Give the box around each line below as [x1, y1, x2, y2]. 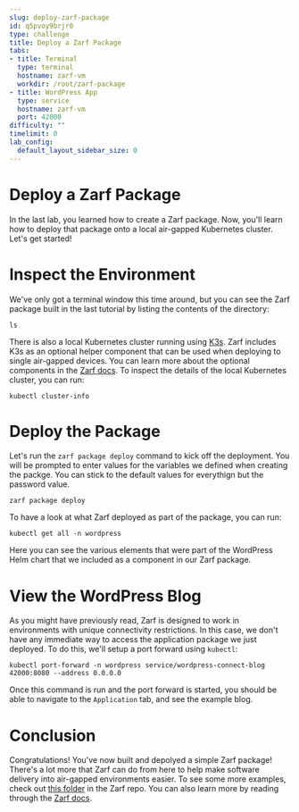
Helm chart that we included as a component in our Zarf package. [9, 555, 252, 565]
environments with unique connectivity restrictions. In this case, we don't [9, 624, 278, 635]
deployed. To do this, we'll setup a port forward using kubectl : [9, 644, 238, 655]
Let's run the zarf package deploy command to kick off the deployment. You [9, 450, 290, 461]
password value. [9, 479, 71, 490]
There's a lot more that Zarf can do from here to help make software [9, 765, 261, 775]
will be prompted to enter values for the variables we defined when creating [9, 460, 288, 471]
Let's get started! [9, 233, 73, 244]
